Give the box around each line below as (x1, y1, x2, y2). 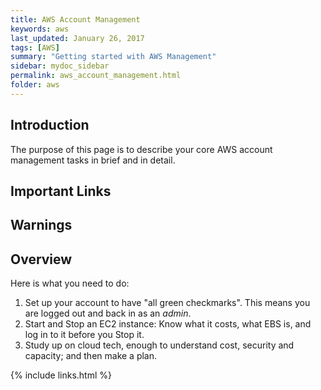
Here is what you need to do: (10, 277, 130, 290)
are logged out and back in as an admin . (24, 307, 192, 320)
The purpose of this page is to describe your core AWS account (10, 143, 273, 155)
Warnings (10, 217, 73, 234)
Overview (10, 251, 73, 268)
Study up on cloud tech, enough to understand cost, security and (24, 339, 295, 351)
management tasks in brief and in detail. (10, 154, 176, 166)
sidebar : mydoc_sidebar (10, 61, 110, 71)
